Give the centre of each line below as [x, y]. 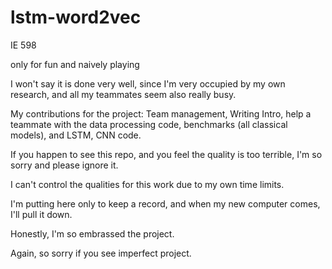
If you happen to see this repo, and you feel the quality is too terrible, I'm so [166, 154]
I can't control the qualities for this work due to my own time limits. [147, 184]
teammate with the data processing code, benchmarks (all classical [149, 124]
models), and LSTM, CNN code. [76, 135]
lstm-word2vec [76, 17]
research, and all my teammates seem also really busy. [123, 94]
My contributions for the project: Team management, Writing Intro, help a [161, 113]
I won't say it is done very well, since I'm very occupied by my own [148, 83]
